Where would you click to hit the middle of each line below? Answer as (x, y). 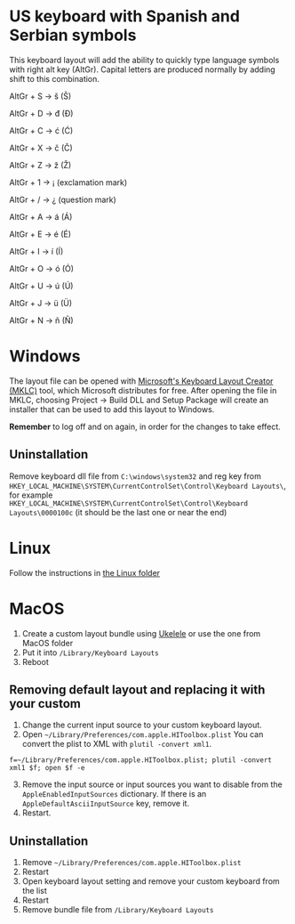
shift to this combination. (55, 78)
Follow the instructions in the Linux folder (85, 572)
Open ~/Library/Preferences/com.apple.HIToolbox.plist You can (143, 734)
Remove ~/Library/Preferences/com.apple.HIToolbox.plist (132, 863)
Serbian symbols (73, 35)
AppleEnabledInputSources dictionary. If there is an (114, 794)
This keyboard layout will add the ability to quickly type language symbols (144, 60)
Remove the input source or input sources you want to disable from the (152, 784)
